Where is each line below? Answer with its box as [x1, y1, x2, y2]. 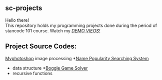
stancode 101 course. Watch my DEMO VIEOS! [5, 27, 100, 34]
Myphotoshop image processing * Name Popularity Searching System [5, 55, 149, 61]
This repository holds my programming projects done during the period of [5, 22, 157, 28]
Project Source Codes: [5, 42, 77, 51]
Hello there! [5, 17, 29, 23]
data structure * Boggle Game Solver [12, 65, 88, 71]
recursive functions [12, 70, 52, 76]
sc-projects [5, 4, 42, 12]
